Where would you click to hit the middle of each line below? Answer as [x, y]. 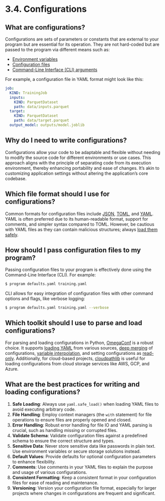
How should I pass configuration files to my [73, 250]
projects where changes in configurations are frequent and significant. [84, 493]
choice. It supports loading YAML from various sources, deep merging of [79, 348]
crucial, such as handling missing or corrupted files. [65, 430]
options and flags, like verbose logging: [45, 299]
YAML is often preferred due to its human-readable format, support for [77, 219]
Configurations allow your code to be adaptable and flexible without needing [83, 152]
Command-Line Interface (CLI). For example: [50, 275]
